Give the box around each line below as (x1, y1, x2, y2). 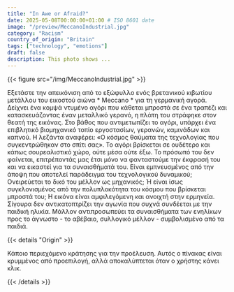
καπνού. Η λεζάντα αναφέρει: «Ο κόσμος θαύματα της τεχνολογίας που (7, 133, 219, 141)
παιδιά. (7, 221, 28, 231)
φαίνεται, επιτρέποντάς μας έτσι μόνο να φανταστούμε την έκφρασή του (7, 155, 221, 163)
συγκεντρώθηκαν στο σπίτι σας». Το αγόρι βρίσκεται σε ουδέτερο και (7, 140, 210, 149)
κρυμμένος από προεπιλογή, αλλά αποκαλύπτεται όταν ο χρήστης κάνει (7, 256, 219, 265)
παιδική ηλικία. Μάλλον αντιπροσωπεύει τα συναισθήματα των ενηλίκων (7, 207, 222, 215)
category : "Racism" (7, 29, 64, 37)
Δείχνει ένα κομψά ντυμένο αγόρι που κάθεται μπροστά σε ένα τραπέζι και (7, 103, 227, 112)
